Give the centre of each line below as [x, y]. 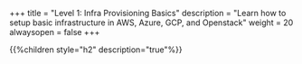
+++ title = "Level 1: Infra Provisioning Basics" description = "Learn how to [148, 13]
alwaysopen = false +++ [55, 32]
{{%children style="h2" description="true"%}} [96, 50]
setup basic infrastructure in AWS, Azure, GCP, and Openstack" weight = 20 [151, 23]
